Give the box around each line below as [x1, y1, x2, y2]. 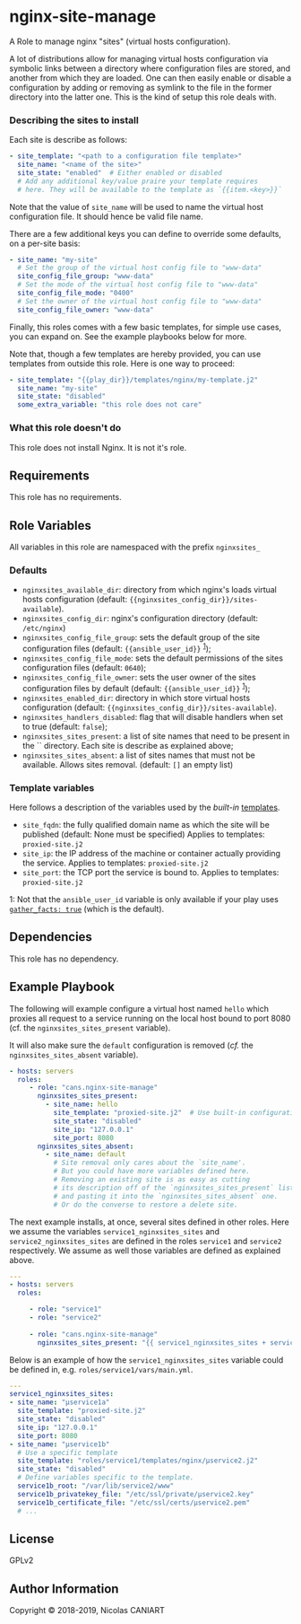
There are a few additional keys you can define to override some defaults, [9, 228, 282, 239]
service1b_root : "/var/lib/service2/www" [17, 1481, 175, 1491]
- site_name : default [45, 1150, 126, 1159]
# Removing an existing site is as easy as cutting [53, 1175, 251, 1184]
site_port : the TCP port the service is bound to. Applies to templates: [21, 867, 279, 878]
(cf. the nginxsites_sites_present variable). [9, 1022, 171, 1033]
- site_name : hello [45, 1100, 118, 1110]
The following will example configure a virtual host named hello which [9, 1003, 270, 1014]
